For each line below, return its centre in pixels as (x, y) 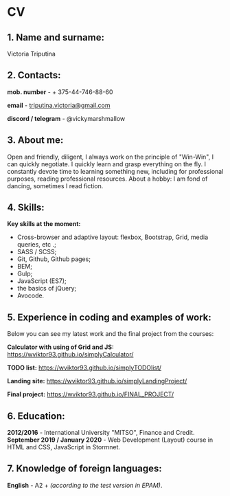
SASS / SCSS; (37, 252)
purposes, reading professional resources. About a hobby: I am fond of (107, 179)
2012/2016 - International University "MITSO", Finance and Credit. (101, 433)
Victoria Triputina (32, 54)
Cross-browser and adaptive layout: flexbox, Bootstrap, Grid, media (113, 237)
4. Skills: (26, 208)
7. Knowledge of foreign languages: (85, 469)
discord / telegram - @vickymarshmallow (66, 118)
